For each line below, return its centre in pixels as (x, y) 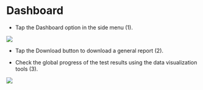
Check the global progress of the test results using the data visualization (106, 62)
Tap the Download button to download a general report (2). (89, 50)
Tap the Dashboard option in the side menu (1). (74, 27)
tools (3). (27, 69)
